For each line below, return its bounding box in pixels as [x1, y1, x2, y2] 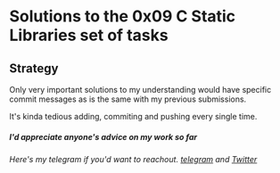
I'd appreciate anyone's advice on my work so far [9, 131, 198, 142]
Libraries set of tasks [9, 25, 169, 45]
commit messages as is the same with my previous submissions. [9, 94, 247, 104]
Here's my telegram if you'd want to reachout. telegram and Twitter [9, 153, 258, 164]
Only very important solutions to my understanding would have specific [9, 85, 272, 95]
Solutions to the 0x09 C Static [9, 6, 236, 27]
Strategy [9, 61, 59, 76]
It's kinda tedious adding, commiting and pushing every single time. [9, 111, 258, 121]
